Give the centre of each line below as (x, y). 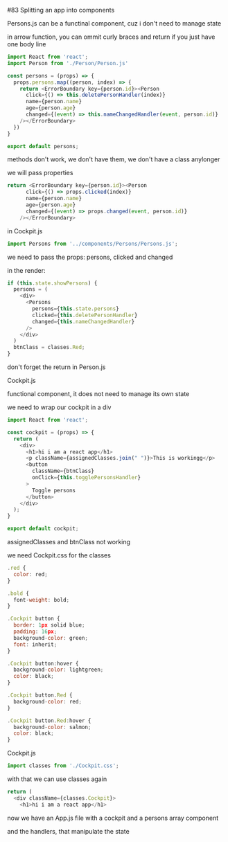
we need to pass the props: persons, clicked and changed (90, 257)
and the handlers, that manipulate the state (68, 831)
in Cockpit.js (25, 231)
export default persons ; (43, 146)
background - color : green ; (51, 638)
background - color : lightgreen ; (59, 670)
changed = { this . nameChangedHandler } (84, 321)
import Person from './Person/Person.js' (68, 63)
